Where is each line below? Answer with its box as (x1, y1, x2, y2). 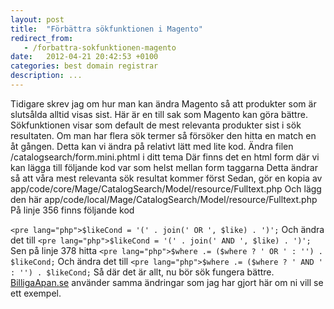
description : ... (10, 71, 83, 81)
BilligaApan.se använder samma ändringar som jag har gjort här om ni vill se (10, 276, 324, 288)
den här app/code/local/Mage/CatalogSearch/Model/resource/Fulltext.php (10, 193, 318, 205)
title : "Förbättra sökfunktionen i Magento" (10, 24, 203, 34)
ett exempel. (10, 287, 62, 299)
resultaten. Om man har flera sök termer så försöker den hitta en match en (10, 129, 317, 141)
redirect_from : (10, 33, 74, 43)
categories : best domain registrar (10, 61, 159, 71)
